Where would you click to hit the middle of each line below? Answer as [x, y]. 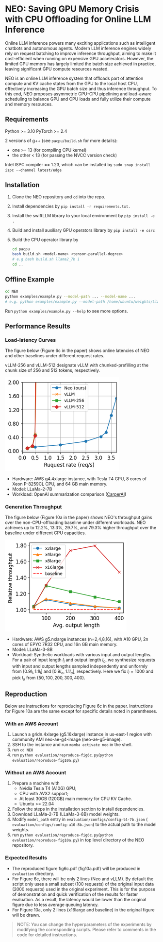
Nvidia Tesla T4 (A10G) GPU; [48, 788]
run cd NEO [23, 750]
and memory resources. [29, 104]
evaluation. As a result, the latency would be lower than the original [79, 899]
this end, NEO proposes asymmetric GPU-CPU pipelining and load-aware [78, 94]
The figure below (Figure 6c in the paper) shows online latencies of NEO [77, 350]
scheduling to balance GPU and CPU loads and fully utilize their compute [78, 99]
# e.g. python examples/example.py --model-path [55, 302]
